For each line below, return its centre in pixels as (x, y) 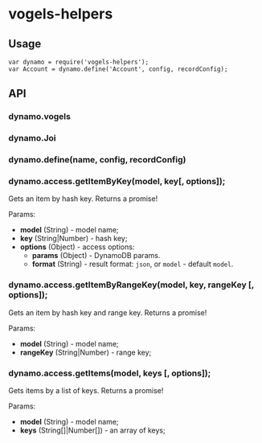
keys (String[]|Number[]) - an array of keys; (93, 430)
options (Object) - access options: (77, 247)
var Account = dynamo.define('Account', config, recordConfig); (118, 69)
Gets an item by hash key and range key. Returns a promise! (108, 312)
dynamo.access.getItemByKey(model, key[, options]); (117, 182)
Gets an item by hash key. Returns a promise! (83, 199)
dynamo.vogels (39, 117)
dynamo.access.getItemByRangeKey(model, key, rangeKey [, (131, 285)
